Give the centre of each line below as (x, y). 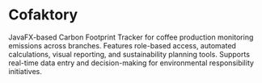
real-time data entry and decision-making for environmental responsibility (131, 63)
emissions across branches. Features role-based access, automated (123, 45)
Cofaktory (43, 15)
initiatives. (25, 71)
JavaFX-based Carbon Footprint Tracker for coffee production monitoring (131, 37)
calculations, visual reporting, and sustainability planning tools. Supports (129, 54)
